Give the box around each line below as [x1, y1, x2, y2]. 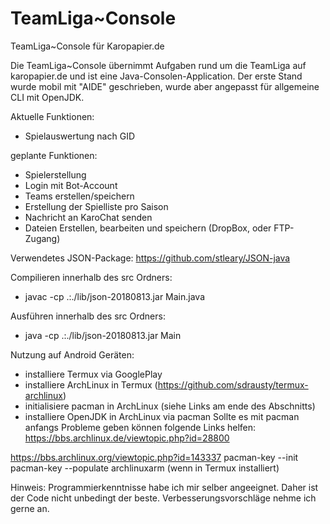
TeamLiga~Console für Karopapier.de [10, 40, 165, 52]
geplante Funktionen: [10, 149, 98, 161]
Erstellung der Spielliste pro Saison [24, 200, 169, 212]
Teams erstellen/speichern [24, 190, 135, 202]
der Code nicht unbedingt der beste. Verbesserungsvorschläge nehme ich [10, 492, 317, 504]
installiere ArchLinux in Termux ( [24, 378, 158, 391]
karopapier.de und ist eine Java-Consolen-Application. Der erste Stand [10, 70, 303, 82]
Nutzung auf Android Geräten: [10, 348, 135, 361]
